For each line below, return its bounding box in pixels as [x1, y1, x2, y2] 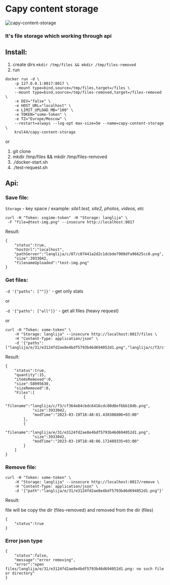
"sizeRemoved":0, [14, 385, 51, 391]
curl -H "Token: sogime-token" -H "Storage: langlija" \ [5, 215, 128, 220]
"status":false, [14, 553, 49, 558]
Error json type [5, 537, 43, 544]
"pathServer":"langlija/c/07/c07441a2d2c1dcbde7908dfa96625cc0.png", [14, 252, 164, 257]
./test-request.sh [12, 164, 48, 170]
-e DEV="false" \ [14, 99, 51, 104]
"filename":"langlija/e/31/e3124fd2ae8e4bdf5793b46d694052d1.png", [5, 430, 151, 435]
